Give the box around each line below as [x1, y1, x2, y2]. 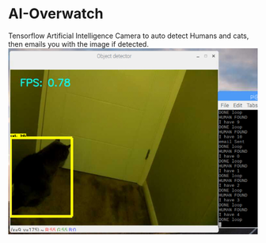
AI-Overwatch [8, 5, 104, 23]
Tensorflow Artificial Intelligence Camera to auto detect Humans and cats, [8, 31, 249, 40]
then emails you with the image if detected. [8, 39, 149, 48]
